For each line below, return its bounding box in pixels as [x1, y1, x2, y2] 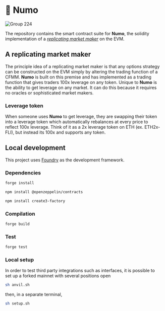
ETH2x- [144, 124, 160, 130]
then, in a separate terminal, [5, 292, 62, 298]
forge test [5, 244, 28, 250]
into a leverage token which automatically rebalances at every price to [5, 119, 149, 125]
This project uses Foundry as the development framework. [5, 156, 125, 163]
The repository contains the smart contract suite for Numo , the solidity [5, 30, 150, 36]
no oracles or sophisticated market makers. [5, 89, 94, 96]
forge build [5, 222, 30, 227]
